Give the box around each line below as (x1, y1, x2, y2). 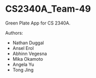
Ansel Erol (12, 45, 34, 51)
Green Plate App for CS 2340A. (5, 20, 71, 26)
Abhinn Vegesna (12, 50, 47, 57)
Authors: (5, 30, 23, 36)
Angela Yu (12, 61, 34, 67)
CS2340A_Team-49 (5, 3, 91, 15)
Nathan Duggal (12, 39, 44, 46)
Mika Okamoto (12, 56, 43, 62)
